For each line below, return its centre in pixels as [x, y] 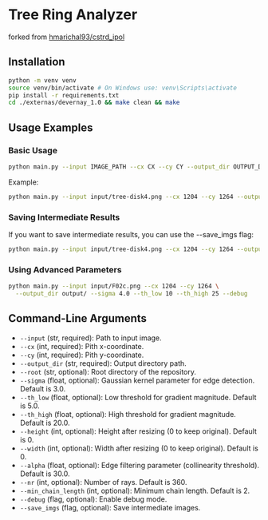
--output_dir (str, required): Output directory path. [103, 363]
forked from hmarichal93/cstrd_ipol [67, 37]
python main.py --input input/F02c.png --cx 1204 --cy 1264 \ [114, 286]
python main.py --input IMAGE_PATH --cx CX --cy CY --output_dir [119, 167]
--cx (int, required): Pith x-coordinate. [82, 346]
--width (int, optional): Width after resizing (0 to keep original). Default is [139, 448]
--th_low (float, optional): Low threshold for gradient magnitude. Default [138, 397]
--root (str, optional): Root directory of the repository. [108, 371]
